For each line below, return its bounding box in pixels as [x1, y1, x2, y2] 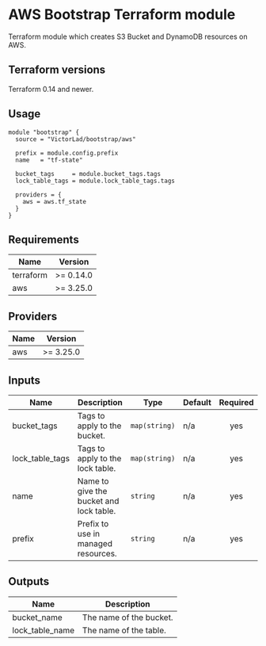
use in [77, 529, 101, 539]
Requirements [8, 232, 79, 247]
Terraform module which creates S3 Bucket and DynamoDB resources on [8, 32, 248, 41]
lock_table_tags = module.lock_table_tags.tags [15, 177, 176, 185]
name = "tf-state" [15, 156, 83, 164]
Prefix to [77, 518, 109, 529]
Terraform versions [8, 63, 106, 77]
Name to [77, 476, 109, 487]
